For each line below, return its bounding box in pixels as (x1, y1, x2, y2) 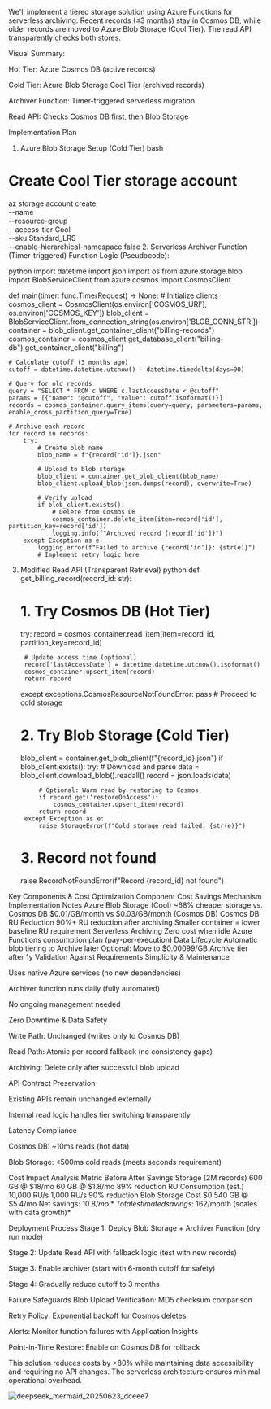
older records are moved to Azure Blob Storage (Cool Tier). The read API (8, 24, 252, 33)
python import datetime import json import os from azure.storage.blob (8, 266, 243, 276)
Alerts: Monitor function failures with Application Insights (8, 1326, 199, 1336)
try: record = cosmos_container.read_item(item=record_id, (19, 628, 216, 638)
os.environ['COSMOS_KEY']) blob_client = (8, 308, 150, 317)
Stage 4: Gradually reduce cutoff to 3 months (8, 1279, 160, 1289)
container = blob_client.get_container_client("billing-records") (8, 325, 215, 335)
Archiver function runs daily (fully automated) (8, 983, 161, 993)
